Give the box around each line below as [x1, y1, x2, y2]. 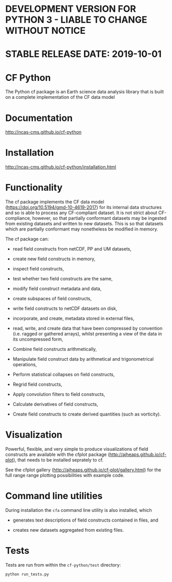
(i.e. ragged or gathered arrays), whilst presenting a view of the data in [12, 331, 162, 337]
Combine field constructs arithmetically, [12, 346, 97, 352]
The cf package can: [5, 236, 49, 242]
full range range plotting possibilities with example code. [5, 472, 124, 479]
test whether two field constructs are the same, [12, 276, 113, 282]
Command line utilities [5, 490, 103, 502]
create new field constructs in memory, [12, 256, 96, 262]
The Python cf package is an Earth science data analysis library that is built [5, 89, 164, 95]
